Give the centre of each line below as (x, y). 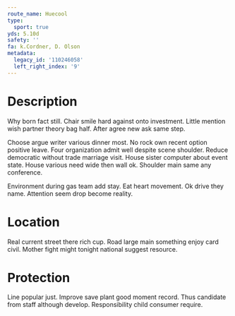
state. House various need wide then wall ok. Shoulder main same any (109, 165)
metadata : (22, 54)
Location (34, 222)
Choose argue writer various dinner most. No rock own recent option (108, 142)
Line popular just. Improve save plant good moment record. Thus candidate (117, 297)
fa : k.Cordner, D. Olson (44, 47)
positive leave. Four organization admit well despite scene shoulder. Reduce (117, 150)
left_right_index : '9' (47, 66)
